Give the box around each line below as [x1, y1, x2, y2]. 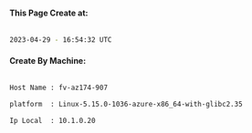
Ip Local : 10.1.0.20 [9, 117, 96, 126]
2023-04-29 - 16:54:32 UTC [9, 36, 112, 45]
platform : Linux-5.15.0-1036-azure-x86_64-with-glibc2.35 [9, 100, 244, 109]
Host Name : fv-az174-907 [9, 83, 108, 93]
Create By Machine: [9, 55, 87, 66]
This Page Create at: [9, 7, 89, 18]
